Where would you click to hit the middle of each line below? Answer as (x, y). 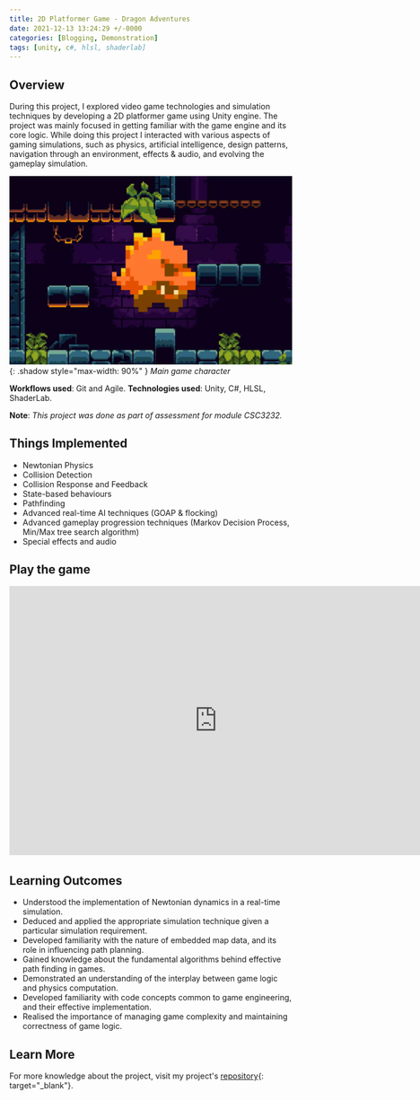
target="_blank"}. (41, 1085)
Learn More (42, 1054)
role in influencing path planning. (83, 950)
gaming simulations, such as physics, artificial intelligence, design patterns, (149, 144)
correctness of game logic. (72, 1026)
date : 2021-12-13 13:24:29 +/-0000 (76, 28)
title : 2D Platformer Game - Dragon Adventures (100, 19)
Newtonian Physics (58, 465)
